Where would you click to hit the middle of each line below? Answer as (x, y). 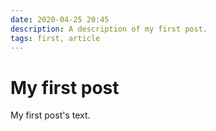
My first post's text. (50, 115)
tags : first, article (55, 38)
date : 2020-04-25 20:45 (60, 19)
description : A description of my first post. (109, 29)
